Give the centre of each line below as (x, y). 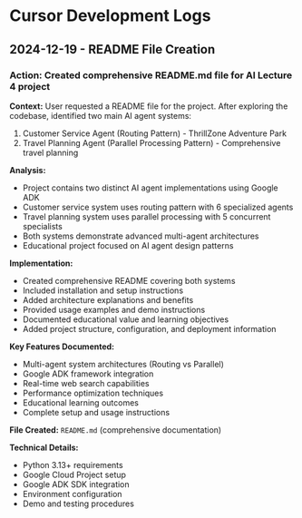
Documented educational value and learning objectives (126, 319)
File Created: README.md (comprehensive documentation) (116, 430)
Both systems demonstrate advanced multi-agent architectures (141, 236)
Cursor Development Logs (110, 16)
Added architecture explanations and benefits (108, 299)
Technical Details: (44, 447)
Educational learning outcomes (80, 402)
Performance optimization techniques (93, 393)
